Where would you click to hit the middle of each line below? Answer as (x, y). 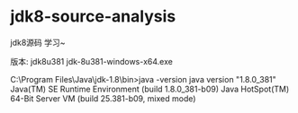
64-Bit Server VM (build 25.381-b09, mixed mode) (103, 98)
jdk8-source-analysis (93, 17)
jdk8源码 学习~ (38, 42)
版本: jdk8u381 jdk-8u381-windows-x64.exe (92, 61)
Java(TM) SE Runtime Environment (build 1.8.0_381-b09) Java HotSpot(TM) (150, 89)
